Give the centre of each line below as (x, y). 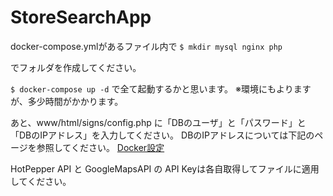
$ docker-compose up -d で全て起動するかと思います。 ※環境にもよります (161, 88)
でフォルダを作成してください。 (76, 67)
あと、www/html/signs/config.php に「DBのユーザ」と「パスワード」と (158, 122)
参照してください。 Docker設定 (100, 147)
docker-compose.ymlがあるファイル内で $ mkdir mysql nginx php (146, 46)
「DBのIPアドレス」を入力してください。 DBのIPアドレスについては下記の (162, 135)
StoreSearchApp (81, 17)
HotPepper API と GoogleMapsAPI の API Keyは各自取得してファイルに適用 (165, 168)
